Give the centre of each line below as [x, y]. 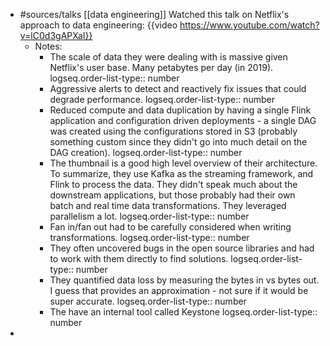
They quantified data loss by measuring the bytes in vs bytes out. [184, 280]
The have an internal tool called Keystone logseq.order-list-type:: [183, 312]
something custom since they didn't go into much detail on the [178, 142]
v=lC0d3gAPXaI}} [56, 35]
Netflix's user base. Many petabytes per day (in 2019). [161, 67]
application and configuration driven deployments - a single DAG [183, 120]
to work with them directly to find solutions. [139, 258]
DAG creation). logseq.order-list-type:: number [146, 152]
